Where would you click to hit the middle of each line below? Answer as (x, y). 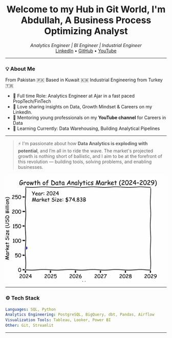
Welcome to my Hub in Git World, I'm (86, 9)
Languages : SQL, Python (31, 309)
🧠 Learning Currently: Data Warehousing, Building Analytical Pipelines (86, 128)
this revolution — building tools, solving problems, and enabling (85, 162)
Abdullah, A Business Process (86, 20)
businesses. (30, 167)
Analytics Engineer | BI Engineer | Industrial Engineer (86, 45)
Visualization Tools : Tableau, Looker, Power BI (58, 320)
